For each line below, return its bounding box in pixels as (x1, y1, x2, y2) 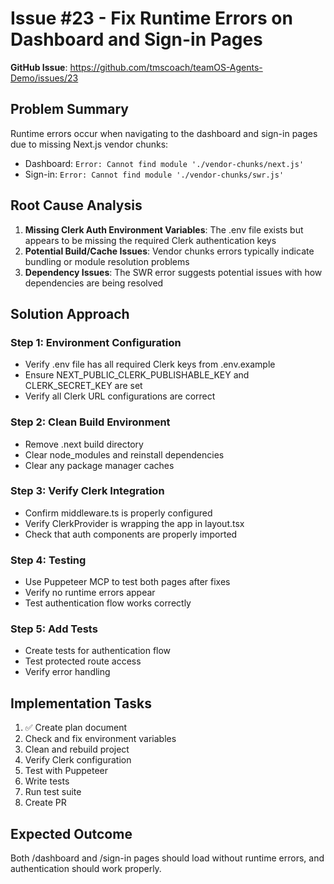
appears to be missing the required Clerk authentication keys (24, 234, 277, 246)
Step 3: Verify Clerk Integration (10, 484, 165, 498)
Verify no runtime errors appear (24, 587, 156, 599)
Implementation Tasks (10, 695, 152, 712)
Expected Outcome (10, 825, 133, 842)
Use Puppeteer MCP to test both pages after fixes (24, 576, 231, 588)
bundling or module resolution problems (24, 255, 190, 267)
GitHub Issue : (10, 61, 68, 73)
